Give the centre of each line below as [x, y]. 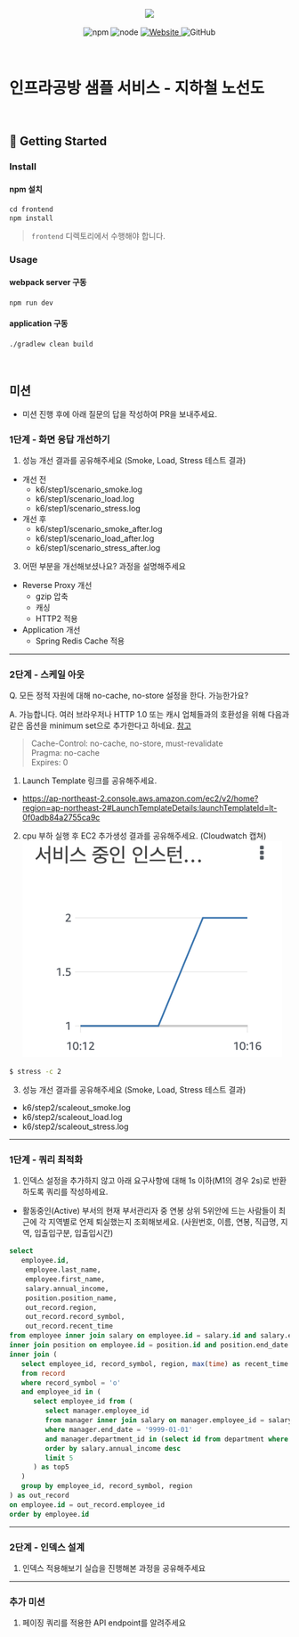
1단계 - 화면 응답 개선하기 [60, 439]
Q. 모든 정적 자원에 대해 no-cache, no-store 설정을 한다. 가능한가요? [129, 696]
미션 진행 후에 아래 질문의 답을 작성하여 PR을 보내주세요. [120, 413]
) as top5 [51, 1467]
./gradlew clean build [51, 344]
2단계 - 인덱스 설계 [47, 1547]
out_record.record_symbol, [75, 1317]
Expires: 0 [49, 763]
